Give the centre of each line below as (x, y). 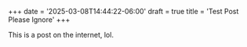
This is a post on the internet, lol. (61, 35)
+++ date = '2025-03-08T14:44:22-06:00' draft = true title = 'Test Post (123, 11)
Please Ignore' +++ (39, 20)
